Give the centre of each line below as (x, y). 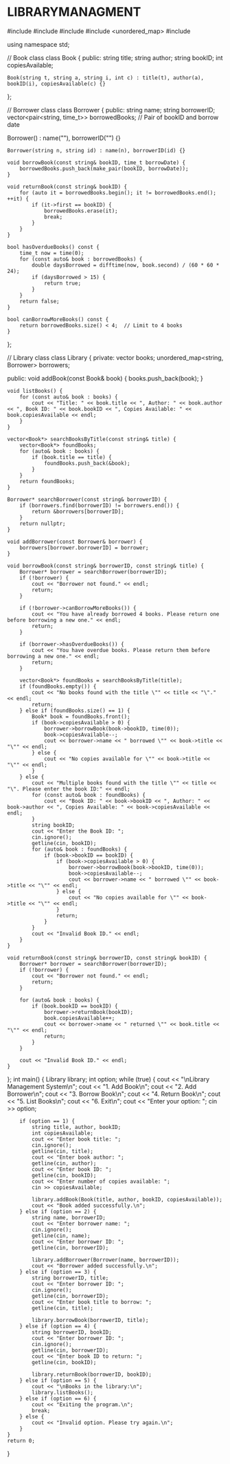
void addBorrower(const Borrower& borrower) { (75, 542)
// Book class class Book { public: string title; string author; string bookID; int (115, 58)
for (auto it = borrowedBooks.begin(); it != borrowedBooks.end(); (118, 193)
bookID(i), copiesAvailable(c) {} (57, 83)
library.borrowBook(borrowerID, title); (90, 1320)
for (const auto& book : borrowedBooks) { (81, 259)
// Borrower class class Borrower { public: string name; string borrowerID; (111, 110)
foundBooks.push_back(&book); (87, 463)
